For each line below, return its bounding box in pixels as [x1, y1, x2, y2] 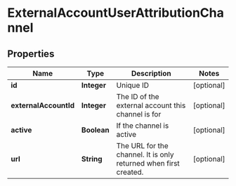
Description [131, 69, 171, 78]
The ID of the [116, 92, 159, 101]
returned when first [116, 159, 181, 168]
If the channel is [116, 121, 169, 131]
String [81, 154, 103, 164]
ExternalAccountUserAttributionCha [7, 5, 225, 21]
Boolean [81, 125, 110, 135]
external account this [116, 100, 186, 110]
